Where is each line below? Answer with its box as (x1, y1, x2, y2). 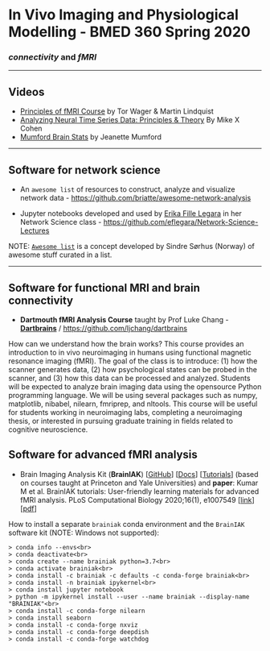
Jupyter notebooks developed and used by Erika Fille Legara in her (19, 209, 243, 218)
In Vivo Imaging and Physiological (8, 6, 239, 24)
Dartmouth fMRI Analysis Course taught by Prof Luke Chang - (19, 314, 229, 324)
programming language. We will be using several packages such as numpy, (8, 390, 258, 400)
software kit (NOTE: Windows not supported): (8, 528, 159, 537)
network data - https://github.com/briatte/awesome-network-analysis (19, 193, 252, 203)
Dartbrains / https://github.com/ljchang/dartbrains (19, 323, 187, 333)
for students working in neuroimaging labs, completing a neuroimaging (8, 407, 243, 417)
